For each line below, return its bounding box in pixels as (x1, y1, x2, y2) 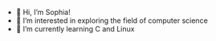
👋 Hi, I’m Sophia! (15, 8, 71, 17)
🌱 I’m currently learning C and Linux (15, 24, 135, 33)
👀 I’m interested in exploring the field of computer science (15, 16, 209, 25)
